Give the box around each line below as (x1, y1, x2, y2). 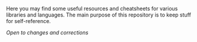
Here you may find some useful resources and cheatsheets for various (6, 5, 178, 12)
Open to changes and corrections (6, 29, 89, 36)
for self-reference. (6, 18, 51, 24)
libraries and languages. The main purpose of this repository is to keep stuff (6, 11, 191, 18)
